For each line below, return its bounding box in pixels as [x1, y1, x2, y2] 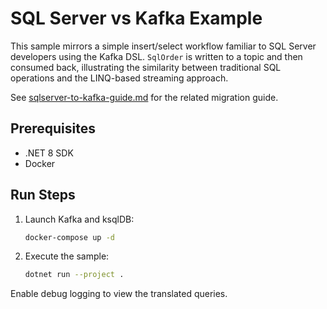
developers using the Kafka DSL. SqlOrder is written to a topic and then [10, 50, 303, 62]
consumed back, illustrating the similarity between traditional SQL [10, 61, 282, 73]
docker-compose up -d [24, 232, 115, 242]
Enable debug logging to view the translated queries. [10, 288, 228, 300]
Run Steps [10, 187, 76, 204]
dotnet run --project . [24, 270, 125, 280]
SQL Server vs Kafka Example [10, 7, 263, 30]
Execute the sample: [24, 250, 110, 262]
